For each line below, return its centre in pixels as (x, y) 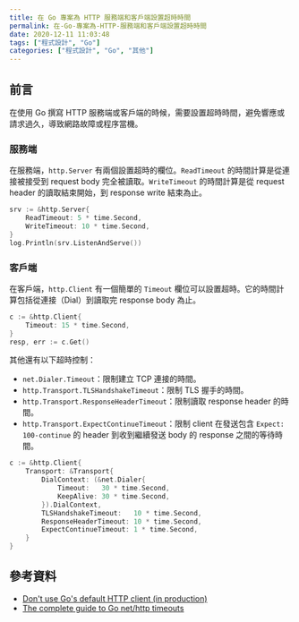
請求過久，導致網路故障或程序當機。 (76, 124)
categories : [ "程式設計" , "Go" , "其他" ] (81, 51)
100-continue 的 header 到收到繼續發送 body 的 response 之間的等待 (149, 435)
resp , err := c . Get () (50, 342)
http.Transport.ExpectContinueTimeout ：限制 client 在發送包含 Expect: (153, 424)
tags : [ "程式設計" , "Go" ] (55, 43)
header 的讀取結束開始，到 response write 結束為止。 (108, 192)
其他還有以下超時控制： (52, 360)
